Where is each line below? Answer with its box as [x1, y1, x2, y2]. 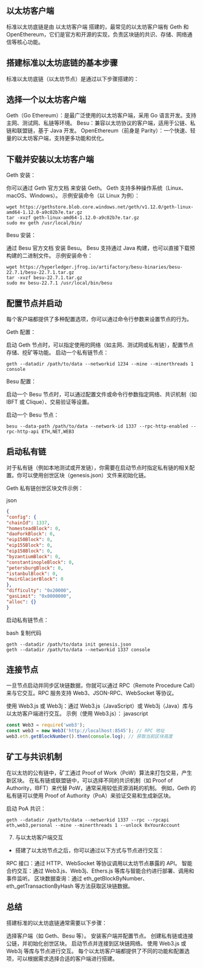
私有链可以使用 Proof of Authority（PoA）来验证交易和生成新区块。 [6, 792, 175, 799]
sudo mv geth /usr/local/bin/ [6, 220, 83, 226]
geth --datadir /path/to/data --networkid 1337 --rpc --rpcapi [6, 817, 170, 823]
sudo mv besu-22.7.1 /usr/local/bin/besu [6, 280, 113, 286]
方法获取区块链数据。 [79, 882, 133, 890]
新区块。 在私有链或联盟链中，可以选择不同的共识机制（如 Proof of [6, 776, 173, 784]
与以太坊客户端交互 [15, 834, 64, 841]
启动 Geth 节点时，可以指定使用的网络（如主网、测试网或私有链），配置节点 [6, 341, 194, 348]
